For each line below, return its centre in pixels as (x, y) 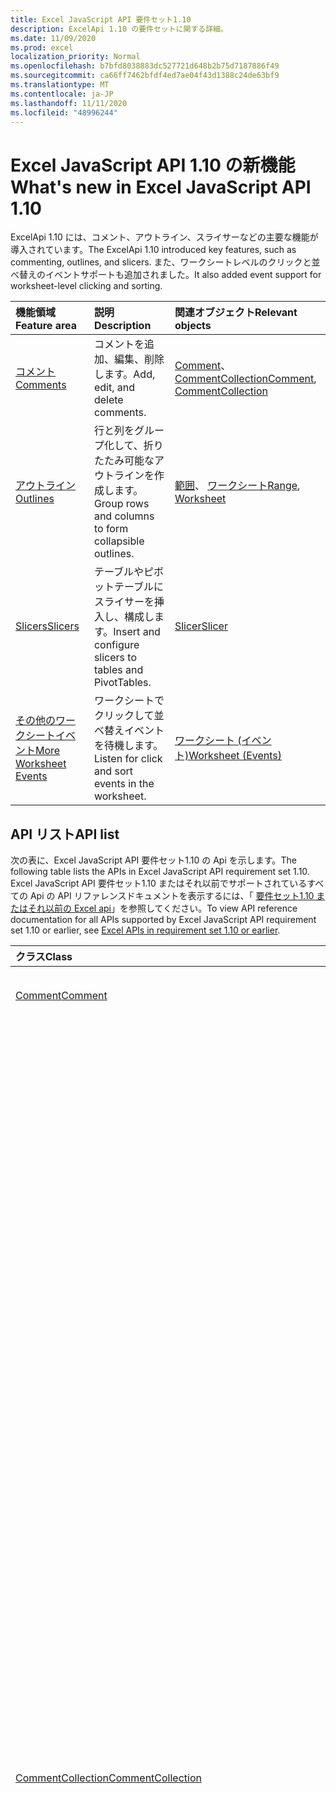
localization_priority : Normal (75, 57)
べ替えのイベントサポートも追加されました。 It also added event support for (166, 275)
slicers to (115, 658)
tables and (118, 670)
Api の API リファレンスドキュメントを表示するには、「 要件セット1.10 (172, 896)
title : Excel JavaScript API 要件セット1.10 (101, 19)
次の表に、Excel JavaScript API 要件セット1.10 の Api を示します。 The (153, 860)
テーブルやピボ (128, 572)
